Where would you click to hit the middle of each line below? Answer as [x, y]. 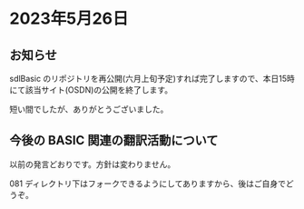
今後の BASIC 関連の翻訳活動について [114, 140]
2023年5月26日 [69, 19]
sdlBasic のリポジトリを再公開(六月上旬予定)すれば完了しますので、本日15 [148, 79]
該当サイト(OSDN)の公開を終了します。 [99, 90]
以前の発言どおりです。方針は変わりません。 [93, 164]
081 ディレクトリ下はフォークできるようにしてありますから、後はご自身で [148, 184]
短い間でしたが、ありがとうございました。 [89, 109]
